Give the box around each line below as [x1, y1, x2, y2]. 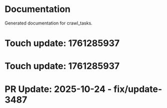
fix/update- [113, 83, 162, 94]
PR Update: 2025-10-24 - [4, 83, 112, 94]
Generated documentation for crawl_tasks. [4, 20, 93, 26]
